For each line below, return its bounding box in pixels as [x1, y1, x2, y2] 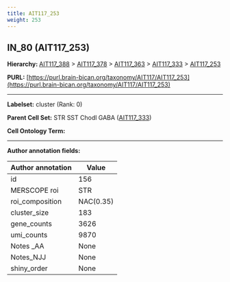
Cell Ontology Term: [7, 127, 66, 135]
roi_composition [10, 197, 62, 207]
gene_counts [10, 219, 53, 228]
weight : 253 [7, 16, 41, 23]
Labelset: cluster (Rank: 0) [7, 100, 83, 108]
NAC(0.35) [78, 197, 114, 207]
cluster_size [10, 208, 49, 218]
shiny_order [10, 263, 48, 273]
